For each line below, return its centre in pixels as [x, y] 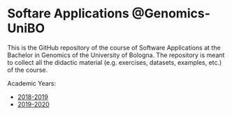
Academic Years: [32, 83]
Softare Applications [68, 14]
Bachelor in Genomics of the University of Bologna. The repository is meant [116, 55]
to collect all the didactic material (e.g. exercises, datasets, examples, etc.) [115, 62]
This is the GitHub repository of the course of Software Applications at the [114, 47]
